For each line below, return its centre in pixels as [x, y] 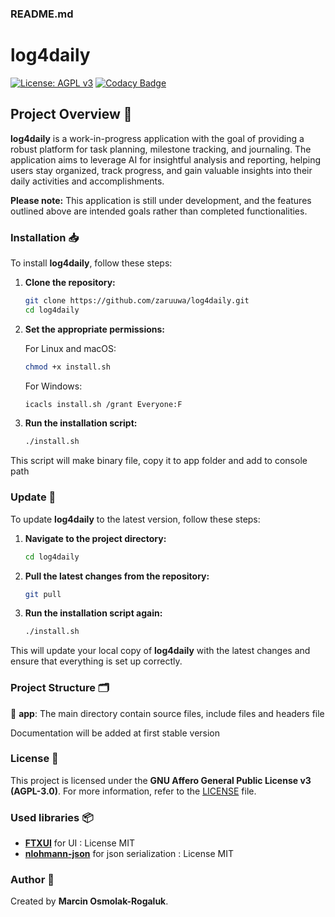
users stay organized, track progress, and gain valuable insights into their [161, 170]
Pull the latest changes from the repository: [117, 576]
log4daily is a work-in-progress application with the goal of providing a [157, 138]
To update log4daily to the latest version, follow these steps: [135, 519]
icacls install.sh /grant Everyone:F [103, 404]
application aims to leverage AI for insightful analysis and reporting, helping [166, 159]
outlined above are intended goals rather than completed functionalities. [159, 211]
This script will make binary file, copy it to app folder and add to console [159, 461]
